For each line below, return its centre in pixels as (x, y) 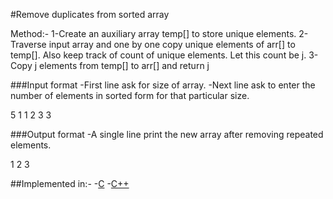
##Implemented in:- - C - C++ (70, 183)
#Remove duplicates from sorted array (90, 14)
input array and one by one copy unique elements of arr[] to (172, 44)
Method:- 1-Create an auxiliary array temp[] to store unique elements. (153, 33)
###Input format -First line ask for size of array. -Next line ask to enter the (163, 85)
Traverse (28, 44)
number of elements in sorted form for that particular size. (130, 95)
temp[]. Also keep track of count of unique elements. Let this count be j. (158, 55)
